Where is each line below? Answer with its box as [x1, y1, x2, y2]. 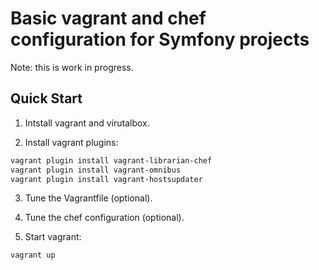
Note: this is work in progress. [10, 61, 134, 73]
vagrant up [10, 250, 56, 261]
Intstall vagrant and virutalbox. [24, 117, 150, 129]
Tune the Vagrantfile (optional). [24, 192, 153, 204]
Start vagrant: [24, 231, 82, 243]
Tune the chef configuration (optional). [24, 212, 185, 224]
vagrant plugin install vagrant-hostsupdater [10, 174, 203, 184]
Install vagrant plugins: [24, 136, 119, 148]
